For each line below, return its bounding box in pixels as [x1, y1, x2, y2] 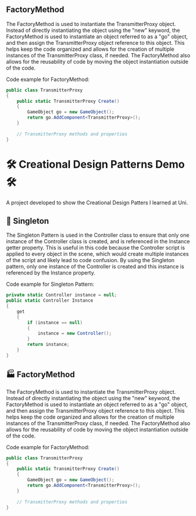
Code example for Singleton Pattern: [6, 280, 94, 288]
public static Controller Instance [6, 298, 94, 303]
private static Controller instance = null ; [6, 292, 117, 298]
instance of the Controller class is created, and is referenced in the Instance [6, 238, 190, 245]
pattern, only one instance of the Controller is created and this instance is [6, 263, 184, 270]
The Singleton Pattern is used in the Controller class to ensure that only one [6, 231, 190, 239]
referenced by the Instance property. [6, 269, 96, 276]
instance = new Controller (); [37, 331, 112, 337]
